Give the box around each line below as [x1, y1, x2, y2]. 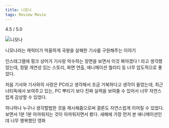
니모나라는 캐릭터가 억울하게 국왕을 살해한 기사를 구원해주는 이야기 [5, 47, 136, 53]
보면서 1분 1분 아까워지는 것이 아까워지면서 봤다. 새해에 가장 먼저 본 [5, 111, 137, 117]
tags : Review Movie [5, 12, 46, 17]
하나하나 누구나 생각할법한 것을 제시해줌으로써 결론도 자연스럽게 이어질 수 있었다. [5, 105, 164, 111]
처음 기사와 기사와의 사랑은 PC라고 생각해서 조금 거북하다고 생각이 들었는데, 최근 [5, 81, 163, 88]
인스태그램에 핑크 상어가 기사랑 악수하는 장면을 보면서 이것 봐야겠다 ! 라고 [5, 58, 149, 64]
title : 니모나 [5, 7, 32, 13]
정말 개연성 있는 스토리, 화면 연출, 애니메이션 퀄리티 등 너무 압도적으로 [20, 64, 157, 70]
